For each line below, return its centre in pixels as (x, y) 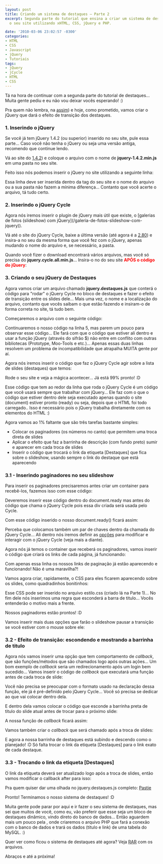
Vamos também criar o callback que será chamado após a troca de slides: (79, 730)
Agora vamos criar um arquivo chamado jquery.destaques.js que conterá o (81, 288)
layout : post (18, 9)
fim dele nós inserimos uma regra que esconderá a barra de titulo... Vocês (79, 598)
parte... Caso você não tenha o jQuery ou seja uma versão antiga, (71, 143)
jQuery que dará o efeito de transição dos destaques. (58, 115)
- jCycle (14, 73)
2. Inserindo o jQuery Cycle (38, 204)
